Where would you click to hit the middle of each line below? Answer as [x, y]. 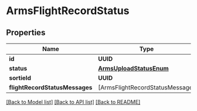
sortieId [20, 78]
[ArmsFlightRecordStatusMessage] [147, 88]
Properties [26, 33]
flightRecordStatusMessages [51, 88]
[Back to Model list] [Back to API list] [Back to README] [73, 102]
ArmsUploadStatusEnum [133, 68]
